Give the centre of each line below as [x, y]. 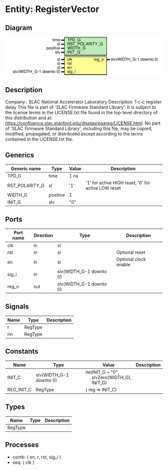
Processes [22, 445]
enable [123, 265]
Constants [22, 351]
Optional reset [131, 252]
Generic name [26, 169]
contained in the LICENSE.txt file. [39, 139]
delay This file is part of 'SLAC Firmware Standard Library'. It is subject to [81, 107]
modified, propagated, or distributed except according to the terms [74, 134]
